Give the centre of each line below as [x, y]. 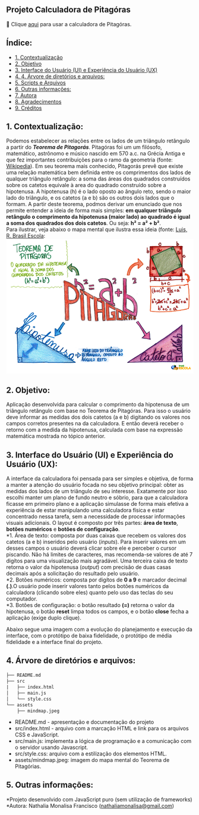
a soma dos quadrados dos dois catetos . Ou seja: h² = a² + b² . [84, 223]
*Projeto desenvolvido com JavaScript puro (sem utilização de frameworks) [99, 799]
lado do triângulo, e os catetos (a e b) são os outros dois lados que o [90, 198]
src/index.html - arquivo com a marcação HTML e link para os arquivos [102, 728]
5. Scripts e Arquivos [40, 82]
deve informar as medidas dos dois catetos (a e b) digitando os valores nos [98, 417]
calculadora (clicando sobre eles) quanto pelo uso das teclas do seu [90, 593]
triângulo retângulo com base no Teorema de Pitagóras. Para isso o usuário [99, 411]
